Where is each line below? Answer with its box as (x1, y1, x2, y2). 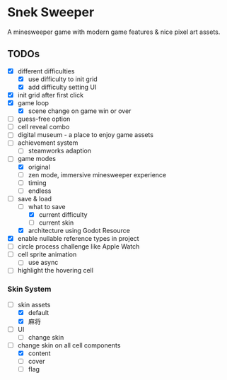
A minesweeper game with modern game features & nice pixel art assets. (7, 28, 221, 36)
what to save (28, 202, 66, 210)
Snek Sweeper (7, 4, 95, 20)
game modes (17, 155, 57, 163)
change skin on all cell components (17, 340, 121, 350)
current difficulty (38, 210, 88, 219)
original (28, 162, 51, 171)
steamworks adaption (28, 146, 92, 155)
